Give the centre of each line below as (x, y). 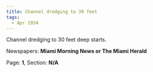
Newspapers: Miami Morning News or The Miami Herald (77, 51)
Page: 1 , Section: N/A (32, 62)
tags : (13, 17)
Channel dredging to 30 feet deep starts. (56, 40)
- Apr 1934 (25, 23)
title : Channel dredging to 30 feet (52, 12)
